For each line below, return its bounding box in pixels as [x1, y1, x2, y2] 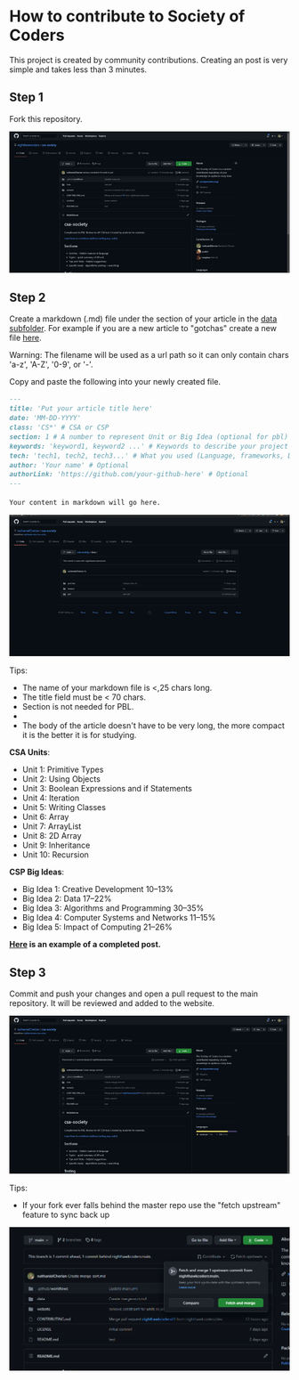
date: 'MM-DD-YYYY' [9, 414, 82, 423]
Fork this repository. [9, 113, 83, 124]
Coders [9, 25, 65, 45]
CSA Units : [9, 747, 51, 758]
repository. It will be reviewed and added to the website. [9, 998, 215, 1009]
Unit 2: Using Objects [21, 774, 101, 784]
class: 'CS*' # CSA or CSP [9, 423, 109, 433]
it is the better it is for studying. [21, 730, 137, 741]
